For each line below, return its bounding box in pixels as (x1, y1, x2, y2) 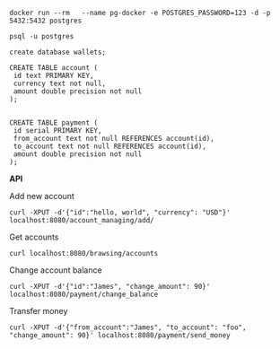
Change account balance (9, 265, 102, 275)
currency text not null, (13, 79, 106, 88)
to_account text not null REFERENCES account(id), (13, 142, 206, 151)
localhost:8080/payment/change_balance (9, 290, 159, 299)
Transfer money (9, 306, 68, 316)
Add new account (9, 191, 74, 201)
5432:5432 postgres (9, 16, 83, 25)
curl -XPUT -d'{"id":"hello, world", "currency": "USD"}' (9, 208, 231, 217)
